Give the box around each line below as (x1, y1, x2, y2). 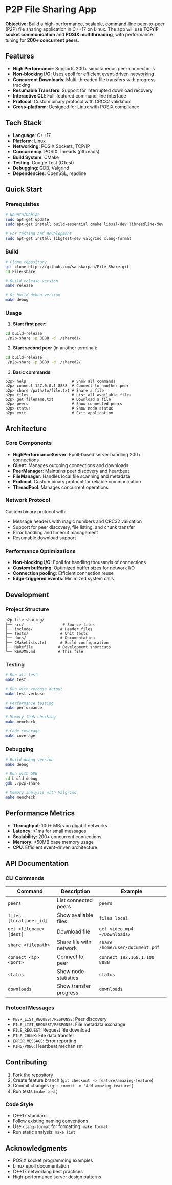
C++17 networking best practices (12, 1169, 83, 1174)
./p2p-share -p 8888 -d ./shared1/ (5, 336, 81, 341)
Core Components (5, 440, 52, 447)
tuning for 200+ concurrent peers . (5, 37, 79, 43)
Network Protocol (5, 497, 50, 504)
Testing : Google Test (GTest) (12, 159, 74, 165)
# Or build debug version (5, 293, 60, 298)
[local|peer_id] (8, 918, 48, 923)
